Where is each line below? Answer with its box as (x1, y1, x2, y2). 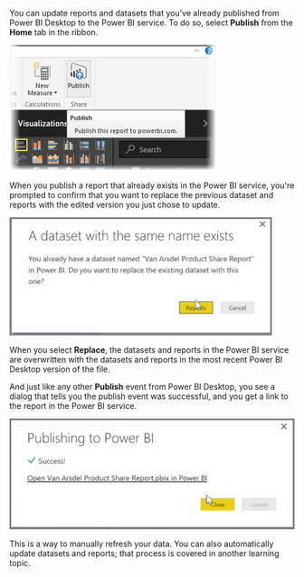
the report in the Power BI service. (9, 401, 138, 411)
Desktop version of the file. (9, 364, 110, 374)
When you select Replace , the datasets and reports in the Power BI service (9, 345, 290, 355)
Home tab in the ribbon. (9, 27, 99, 37)
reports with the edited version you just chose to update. (9, 199, 221, 210)
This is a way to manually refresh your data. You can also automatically (9, 538, 274, 549)
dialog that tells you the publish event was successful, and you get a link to (9, 391, 289, 402)
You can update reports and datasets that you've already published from (9, 8, 280, 18)
